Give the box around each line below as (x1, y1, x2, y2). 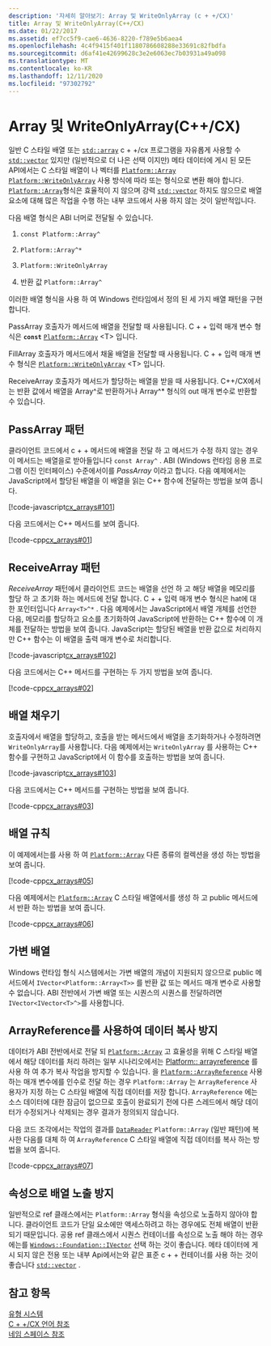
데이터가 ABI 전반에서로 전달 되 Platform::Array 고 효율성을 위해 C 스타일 (8, 1047, 243, 1056)
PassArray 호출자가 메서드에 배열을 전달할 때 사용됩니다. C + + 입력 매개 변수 (8, 321, 253, 332)
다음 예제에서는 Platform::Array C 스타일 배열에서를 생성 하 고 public (8, 892, 231, 902)
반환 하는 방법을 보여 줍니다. (16, 902, 106, 912)
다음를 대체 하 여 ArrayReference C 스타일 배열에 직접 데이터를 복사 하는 (23, 1135, 252, 1144)
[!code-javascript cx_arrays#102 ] (8, 651, 116, 660)
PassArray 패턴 (8, 422, 85, 436)
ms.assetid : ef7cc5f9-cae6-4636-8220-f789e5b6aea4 (8, 34, 183, 43)
